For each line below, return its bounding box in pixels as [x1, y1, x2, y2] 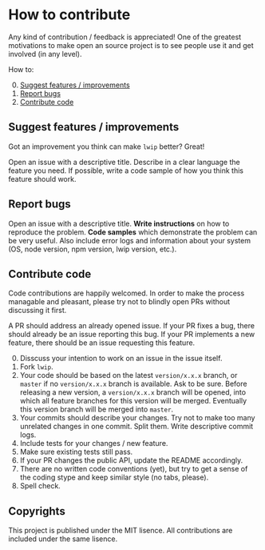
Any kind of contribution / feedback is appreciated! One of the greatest [8, 32, 242, 42]
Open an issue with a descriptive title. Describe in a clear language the [8, 157, 241, 167]
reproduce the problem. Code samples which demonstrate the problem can [8, 227, 258, 237]
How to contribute [8, 6, 131, 24]
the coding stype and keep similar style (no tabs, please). [19, 472, 209, 482]
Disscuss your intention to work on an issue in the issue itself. [19, 354, 223, 363]
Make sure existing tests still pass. [19, 447, 133, 457]
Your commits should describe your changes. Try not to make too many [19, 413, 255, 423]
